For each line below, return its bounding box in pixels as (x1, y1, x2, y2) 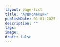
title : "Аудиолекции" (5, 12, 49, 17)
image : (5, 30, 19, 35)
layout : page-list (5, 7, 42, 12)
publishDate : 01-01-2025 (5, 16, 56, 21)
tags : (5, 25, 16, 30)
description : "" (5, 21, 38, 26)
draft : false (5, 35, 32, 40)
